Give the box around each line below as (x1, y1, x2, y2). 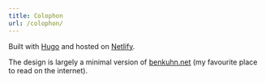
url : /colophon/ (8, 19, 63, 27)
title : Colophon (8, 11, 63, 20)
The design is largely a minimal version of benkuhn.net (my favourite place (8, 57, 258, 67)
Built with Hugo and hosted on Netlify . (8, 41, 135, 51)
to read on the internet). (8, 65, 88, 75)
